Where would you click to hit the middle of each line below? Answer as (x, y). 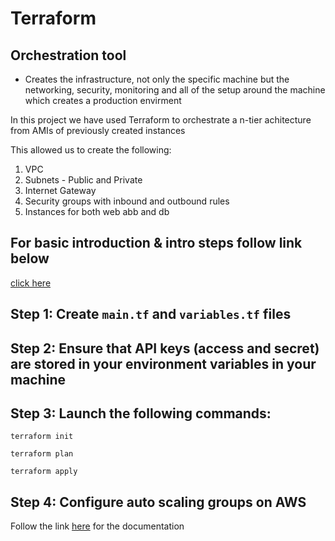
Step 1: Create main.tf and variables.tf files (151, 314)
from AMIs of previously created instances (98, 130)
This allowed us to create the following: (91, 150)
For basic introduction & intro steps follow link (156, 243)
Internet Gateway (60, 190)
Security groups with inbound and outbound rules (127, 201)
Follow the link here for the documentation (97, 526)
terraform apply (44, 472)
